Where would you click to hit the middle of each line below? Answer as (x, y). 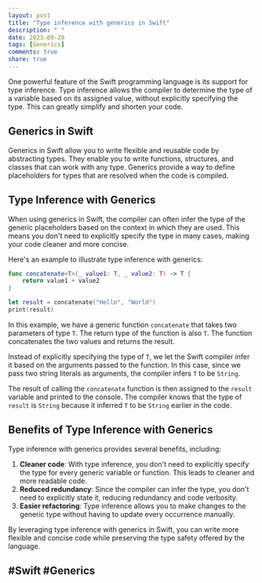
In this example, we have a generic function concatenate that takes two (122, 324)
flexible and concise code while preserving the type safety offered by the (127, 537)
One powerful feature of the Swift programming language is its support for (128, 81)
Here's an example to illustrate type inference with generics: (106, 259)
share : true (27, 60)
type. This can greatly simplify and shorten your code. (96, 106)
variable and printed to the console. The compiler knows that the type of (125, 397)
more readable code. (53, 481)
